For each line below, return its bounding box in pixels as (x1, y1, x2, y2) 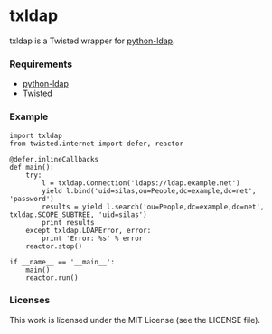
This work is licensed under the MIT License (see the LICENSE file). (9, 314, 260, 325)
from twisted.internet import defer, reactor (9, 139, 183, 148)
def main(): (9, 162, 54, 172)
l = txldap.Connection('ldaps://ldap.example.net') (42, 178, 241, 188)
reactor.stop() (25, 241, 83, 251)
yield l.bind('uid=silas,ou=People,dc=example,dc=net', (42, 186, 257, 195)
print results (42, 218, 95, 227)
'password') (9, 194, 54, 203)
